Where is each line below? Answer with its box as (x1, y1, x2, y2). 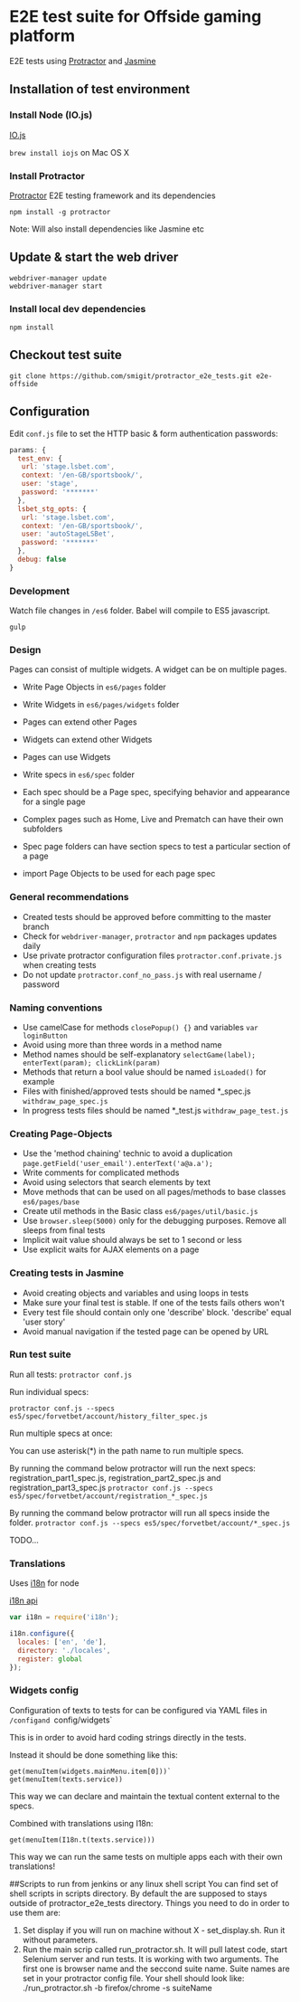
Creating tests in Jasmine (9, 1267, 125, 1279)
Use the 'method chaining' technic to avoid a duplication (22, 1148, 233, 1159)
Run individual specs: (9, 1386, 89, 1397)
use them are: (9, 1907, 61, 1918)
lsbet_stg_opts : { (17, 504, 88, 513)
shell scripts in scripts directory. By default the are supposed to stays (9, 1888, 267, 1899)
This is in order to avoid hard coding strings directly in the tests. (9, 1732, 247, 1742)
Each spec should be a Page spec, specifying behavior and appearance (22, 787, 291, 798)
